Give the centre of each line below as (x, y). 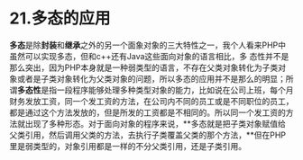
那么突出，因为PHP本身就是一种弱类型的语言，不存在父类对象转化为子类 (144, 67)
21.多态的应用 (60, 18)
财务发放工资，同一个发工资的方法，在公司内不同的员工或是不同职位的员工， (151, 101)
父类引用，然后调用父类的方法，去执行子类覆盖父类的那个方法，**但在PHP (148, 135)
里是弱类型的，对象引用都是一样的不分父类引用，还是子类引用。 (128, 146)
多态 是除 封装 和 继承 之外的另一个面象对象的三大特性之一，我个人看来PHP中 (148, 45)
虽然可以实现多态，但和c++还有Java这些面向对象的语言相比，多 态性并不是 (149, 56)
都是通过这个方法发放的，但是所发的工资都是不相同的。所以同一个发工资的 (147, 112)
